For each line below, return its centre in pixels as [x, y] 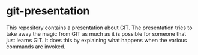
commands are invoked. [36, 47]
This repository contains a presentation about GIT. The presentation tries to [99, 27]
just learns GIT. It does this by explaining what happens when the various [97, 40]
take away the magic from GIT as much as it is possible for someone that [96, 33]
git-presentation [48, 11]
